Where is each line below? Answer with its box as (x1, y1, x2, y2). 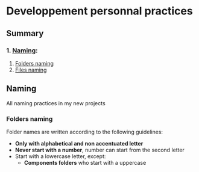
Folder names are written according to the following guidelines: (6, 128, 163, 135)
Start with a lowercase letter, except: (14, 152, 106, 160)
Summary (6, 28, 44, 38)
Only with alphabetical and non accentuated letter (14, 140, 144, 147)
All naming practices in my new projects (6, 99, 106, 106)
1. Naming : (6, 46, 38, 55)
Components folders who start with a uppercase (24, 159, 147, 166)
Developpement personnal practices (6, 4, 193, 18)
